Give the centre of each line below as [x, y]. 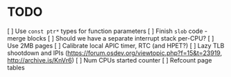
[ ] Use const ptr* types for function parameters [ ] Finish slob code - [108, 31]
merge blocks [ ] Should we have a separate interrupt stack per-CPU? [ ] [111, 38]
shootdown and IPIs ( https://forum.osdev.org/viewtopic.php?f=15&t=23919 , [115, 53]
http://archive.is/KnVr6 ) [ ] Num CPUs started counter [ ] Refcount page [110, 60]
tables [16, 67]
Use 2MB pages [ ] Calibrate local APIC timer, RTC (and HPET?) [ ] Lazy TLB [116, 45]
